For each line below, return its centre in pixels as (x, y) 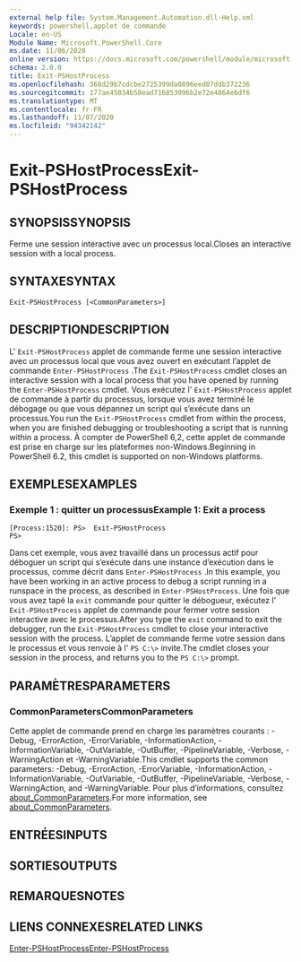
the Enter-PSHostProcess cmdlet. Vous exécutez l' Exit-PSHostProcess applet (150, 389)
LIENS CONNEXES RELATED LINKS (106, 927)
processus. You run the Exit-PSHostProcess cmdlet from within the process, (148, 418)
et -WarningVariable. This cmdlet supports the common (167, 759)
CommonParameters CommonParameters (102, 711)
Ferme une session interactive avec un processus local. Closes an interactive (150, 244)
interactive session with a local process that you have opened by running (144, 380)
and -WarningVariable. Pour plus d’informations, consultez (176, 788)
